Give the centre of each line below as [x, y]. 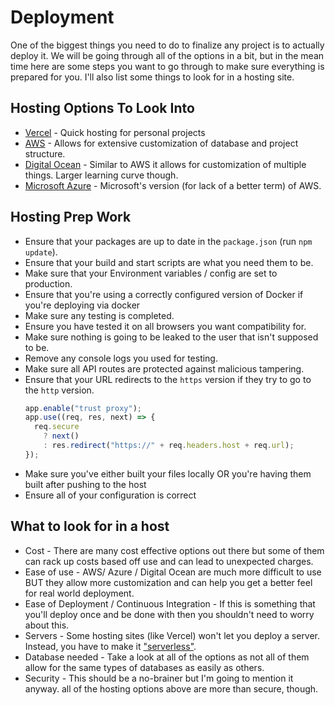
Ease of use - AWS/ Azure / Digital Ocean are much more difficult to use [173, 572]
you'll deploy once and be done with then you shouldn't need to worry [169, 614]
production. [48, 283]
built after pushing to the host [85, 484]
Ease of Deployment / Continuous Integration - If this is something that [170, 603]
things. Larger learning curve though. [101, 175]
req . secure [57, 427]
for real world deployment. [79, 593]
